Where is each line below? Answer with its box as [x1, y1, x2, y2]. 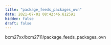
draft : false [5, 21, 32, 26]
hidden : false [5, 16, 34, 21]
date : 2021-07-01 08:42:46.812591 [5, 12, 76, 17]
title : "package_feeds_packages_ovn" [5, 7, 82, 12]
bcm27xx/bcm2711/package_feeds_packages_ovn [5, 34, 106, 40]
